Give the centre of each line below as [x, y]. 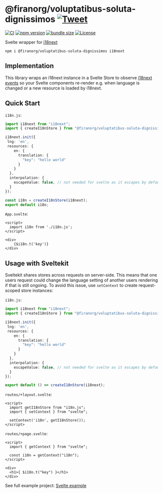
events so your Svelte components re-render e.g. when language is [72, 83]
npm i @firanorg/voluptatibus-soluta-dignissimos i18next [65, 51]
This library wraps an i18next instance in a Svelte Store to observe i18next [79, 78]
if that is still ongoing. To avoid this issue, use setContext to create [71, 285]
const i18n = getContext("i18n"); [44, 456]
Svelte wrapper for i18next [31, 42]
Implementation [30, 66]
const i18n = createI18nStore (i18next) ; [47, 200]
